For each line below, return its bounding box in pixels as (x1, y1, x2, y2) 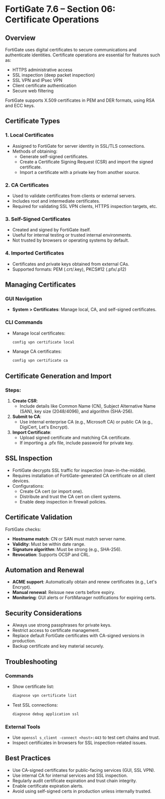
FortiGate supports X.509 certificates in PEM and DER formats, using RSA (5, 97, 155, 103)
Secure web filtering (12, 88, 54, 93)
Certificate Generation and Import (5, 372, 112, 380)
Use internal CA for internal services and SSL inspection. (12, 772, 128, 778)
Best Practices (5, 754, 51, 762)
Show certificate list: (12, 683, 54, 689)
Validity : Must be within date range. (12, 541, 85, 547)
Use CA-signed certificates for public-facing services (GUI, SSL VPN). (12, 767, 156, 773)
